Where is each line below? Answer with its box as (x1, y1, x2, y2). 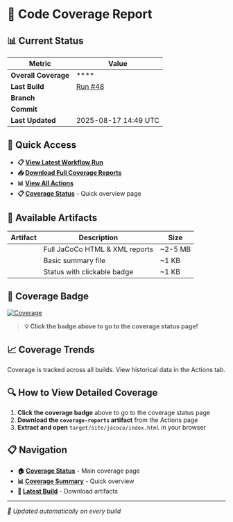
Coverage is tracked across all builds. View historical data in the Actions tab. (7, 366, 226, 374)
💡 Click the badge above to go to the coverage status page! (24, 322, 198, 330)
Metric (28, 59, 51, 68)
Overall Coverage (10, 71, 70, 80)
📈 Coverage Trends (7, 344, 95, 355)
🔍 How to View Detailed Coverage (7, 387, 158, 398)
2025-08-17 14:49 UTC (76, 116, 159, 125)
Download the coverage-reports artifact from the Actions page (17, 416, 198, 424)
